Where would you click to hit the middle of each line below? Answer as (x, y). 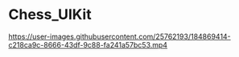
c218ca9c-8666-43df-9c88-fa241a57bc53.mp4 (88, 44)
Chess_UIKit (50, 15)
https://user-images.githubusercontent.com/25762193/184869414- (119, 36)
